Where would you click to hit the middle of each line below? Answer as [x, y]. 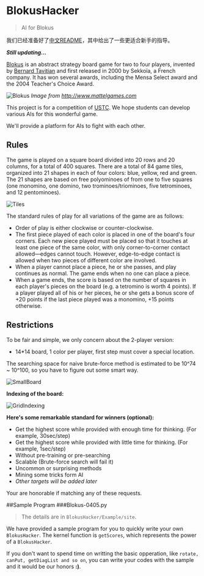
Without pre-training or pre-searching [63, 455]
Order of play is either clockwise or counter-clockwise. [84, 227]
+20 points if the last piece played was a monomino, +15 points [94, 299]
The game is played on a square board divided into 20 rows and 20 [91, 160]
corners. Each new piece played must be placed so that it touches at [101, 241]
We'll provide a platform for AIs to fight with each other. [76, 125]
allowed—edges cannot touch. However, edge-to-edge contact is [97, 254]
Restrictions [30, 325]
